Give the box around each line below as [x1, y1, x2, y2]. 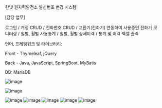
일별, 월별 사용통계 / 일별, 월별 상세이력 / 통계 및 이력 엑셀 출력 [20, 31, 139, 36]
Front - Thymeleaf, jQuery [5, 51, 57, 56]
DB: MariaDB [5, 69, 31, 75]
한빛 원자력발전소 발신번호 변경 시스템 [5, 4, 77, 10]
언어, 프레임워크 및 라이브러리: [5, 41, 62, 47]
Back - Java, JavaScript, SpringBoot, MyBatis [5, 60, 96, 66]
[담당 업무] [5, 14, 25, 20]
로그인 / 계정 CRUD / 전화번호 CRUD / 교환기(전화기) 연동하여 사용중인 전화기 [5, 25, 152, 30]
